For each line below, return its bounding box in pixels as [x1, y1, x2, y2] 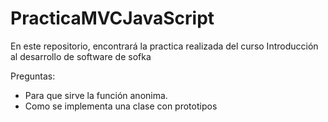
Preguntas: [10, 70, 56, 82]
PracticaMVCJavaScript [10, 7, 215, 30]
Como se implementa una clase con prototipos [24, 100, 218, 112]
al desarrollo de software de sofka [10, 50, 152, 62]
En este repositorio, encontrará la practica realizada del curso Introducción [10, 40, 319, 52]
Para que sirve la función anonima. [24, 89, 168, 101]
